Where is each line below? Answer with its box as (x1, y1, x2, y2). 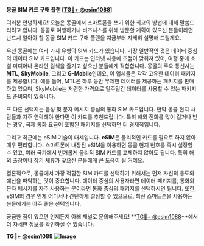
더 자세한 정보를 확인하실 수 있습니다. (6, 220, 94, 228)
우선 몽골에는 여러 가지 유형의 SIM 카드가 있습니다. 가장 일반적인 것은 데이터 (6, 47, 187, 54)
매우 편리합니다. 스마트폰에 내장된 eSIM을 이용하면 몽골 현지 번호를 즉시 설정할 (6, 141, 193, 149)
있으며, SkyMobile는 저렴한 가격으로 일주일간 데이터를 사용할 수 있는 (17, 85, 181, 92)
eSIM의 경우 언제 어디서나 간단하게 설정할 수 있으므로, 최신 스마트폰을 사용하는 (6, 192, 193, 200)
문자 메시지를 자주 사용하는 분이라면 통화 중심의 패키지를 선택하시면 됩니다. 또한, (6, 185, 197, 192)
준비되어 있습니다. (12, 93, 55, 100)
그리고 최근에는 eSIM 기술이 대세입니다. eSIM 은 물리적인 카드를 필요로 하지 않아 (6, 134, 196, 141)
